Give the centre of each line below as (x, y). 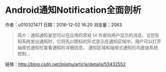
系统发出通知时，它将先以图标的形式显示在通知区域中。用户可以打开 (91, 41)
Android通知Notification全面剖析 (73, 10)
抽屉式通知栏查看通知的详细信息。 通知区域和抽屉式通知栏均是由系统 (87, 47)
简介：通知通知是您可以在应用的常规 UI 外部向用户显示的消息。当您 (86, 35)
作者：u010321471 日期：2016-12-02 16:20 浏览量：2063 (64, 25)
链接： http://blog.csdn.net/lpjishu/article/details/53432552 (65, 64)
